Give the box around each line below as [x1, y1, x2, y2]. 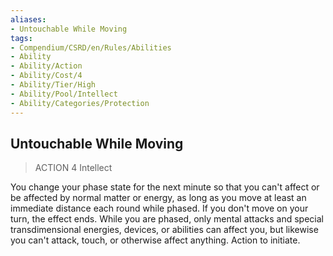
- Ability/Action [10, 61, 83, 71]
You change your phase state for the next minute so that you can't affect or [10, 181, 320, 193]
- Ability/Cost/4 [10, 71, 83, 81]
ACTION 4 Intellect [34, 162, 113, 174]
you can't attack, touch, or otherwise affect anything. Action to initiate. [10, 234, 301, 246]
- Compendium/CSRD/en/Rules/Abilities [10, 42, 172, 53]
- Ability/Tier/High [10, 80, 97, 90]
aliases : [10, 14, 47, 25]
